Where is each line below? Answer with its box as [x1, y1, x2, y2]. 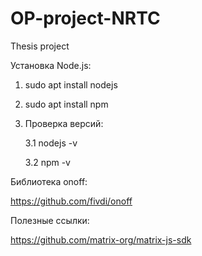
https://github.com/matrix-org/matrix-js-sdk [10, 233, 192, 246]
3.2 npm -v [24, 156, 71, 168]
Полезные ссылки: [10, 214, 90, 226]
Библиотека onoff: [10, 175, 88, 187]
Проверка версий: [24, 117, 104, 129]
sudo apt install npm [24, 98, 109, 110]
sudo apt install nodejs [24, 78, 118, 91]
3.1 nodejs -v [24, 137, 78, 149]
